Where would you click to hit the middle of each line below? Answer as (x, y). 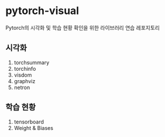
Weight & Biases (34, 128)
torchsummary (32, 62)
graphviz (25, 81)
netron (22, 87)
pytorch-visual (42, 11)
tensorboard (29, 122)
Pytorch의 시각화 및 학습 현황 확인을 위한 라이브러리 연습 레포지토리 (83, 28)
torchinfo (25, 68)
